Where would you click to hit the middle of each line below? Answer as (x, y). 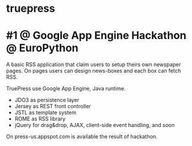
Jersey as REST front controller (53, 106)
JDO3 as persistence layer (47, 100)
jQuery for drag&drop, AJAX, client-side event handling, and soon (95, 125)
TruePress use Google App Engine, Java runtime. (66, 89)
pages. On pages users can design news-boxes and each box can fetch (94, 71)
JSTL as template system (45, 113)
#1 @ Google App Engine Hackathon (96, 36)
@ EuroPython (42, 48)
